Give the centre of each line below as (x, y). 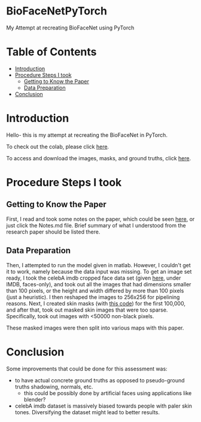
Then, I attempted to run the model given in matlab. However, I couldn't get (99, 265)
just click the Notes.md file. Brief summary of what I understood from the (96, 225)
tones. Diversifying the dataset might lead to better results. (87, 412)
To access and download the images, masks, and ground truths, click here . (99, 158)
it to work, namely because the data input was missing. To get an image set (99, 271)
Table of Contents (51, 52)
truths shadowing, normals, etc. (54, 387)
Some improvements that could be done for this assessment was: (87, 369)
